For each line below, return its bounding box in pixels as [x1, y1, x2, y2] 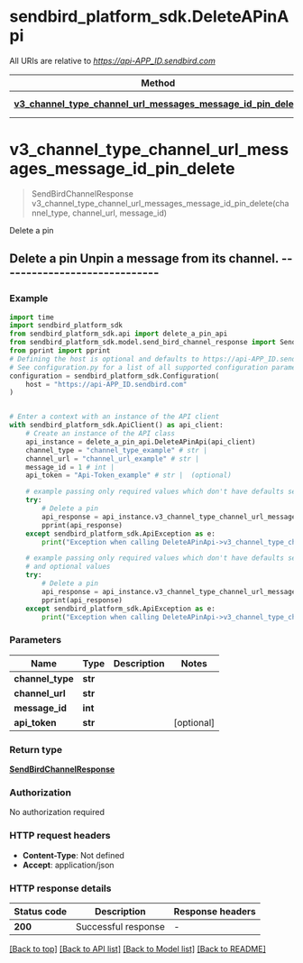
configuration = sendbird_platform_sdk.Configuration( [9, 371, 220, 381]
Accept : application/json [22, 859, 115, 870]
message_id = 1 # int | [25, 463, 115, 472]
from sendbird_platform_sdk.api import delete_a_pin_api [9, 329, 228, 339]
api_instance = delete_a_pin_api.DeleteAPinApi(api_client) [25, 437, 256, 446]
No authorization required [9, 807, 106, 818]
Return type [9, 743, 63, 756]
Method [141, 77, 176, 89]
